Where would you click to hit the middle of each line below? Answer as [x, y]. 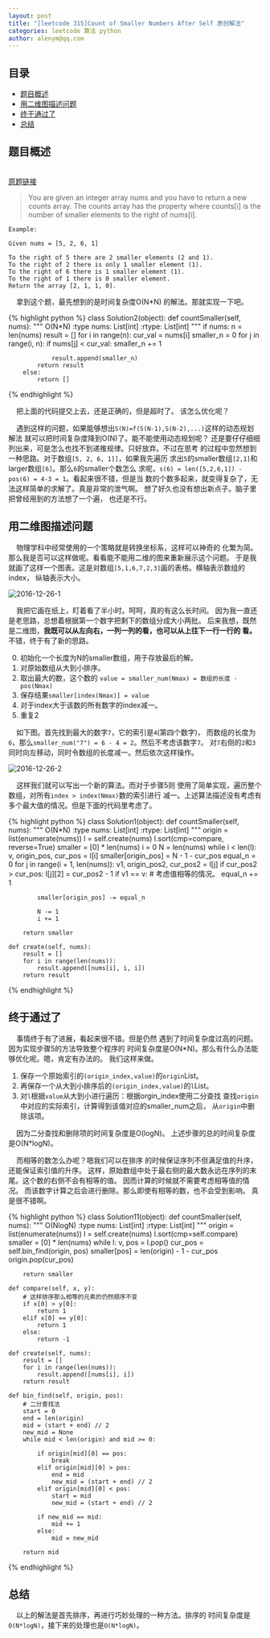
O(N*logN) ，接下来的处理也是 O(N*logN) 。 [76, 1625]
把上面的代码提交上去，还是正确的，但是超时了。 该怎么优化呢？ [123, 411]
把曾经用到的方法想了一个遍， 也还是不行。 [80, 498]
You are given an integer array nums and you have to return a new [137, 197]
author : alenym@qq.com [46, 38]
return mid [41, 1552]
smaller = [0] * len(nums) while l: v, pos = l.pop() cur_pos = [106, 1242]
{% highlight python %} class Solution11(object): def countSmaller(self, [125, 1217]
